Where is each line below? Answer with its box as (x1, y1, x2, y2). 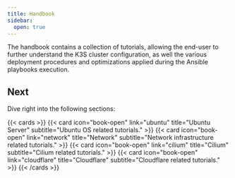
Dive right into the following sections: (7, 105, 116, 113)
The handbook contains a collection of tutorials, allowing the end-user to (7, 43, 219, 52)
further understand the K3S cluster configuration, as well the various (7, 50, 207, 59)
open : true (13, 23, 46, 30)
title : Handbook (7, 10, 55, 18)
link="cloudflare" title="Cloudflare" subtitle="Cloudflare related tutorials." (7, 156, 221, 165)
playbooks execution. (7, 65, 70, 74)
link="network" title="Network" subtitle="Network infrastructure (26, 133, 214, 142)
